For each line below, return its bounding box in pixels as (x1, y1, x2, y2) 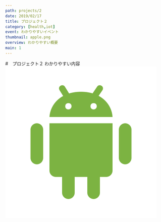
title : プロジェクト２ (5, 19, 48, 24)
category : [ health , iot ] (5, 24, 56, 29)
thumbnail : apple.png (5, 35, 51, 40)
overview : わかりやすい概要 (5, 40, 58, 45)
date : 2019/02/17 (5, 13, 42, 19)
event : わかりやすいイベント (5, 29, 59, 35)
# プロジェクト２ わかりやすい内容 (5, 61, 80, 67)
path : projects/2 (5, 8, 42, 13)
